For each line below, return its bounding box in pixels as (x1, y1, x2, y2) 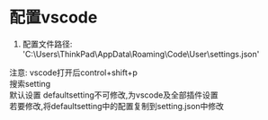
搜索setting (9, 78, 51, 89)
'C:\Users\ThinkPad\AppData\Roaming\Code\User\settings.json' (22, 48, 260, 59)
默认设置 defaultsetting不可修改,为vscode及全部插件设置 (9, 90, 219, 100)
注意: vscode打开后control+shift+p (9, 67, 138, 78)
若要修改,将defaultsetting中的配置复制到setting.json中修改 (9, 100, 225, 111)
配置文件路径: (22, 39, 73, 49)
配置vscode (9, 7, 98, 28)
